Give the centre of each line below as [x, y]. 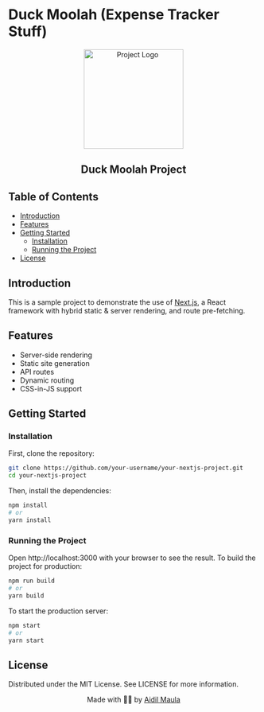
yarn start [26, 640]
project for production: [45, 566]
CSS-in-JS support [51, 388]
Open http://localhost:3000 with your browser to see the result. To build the [132, 558]
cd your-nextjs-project [48, 476]
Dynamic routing [47, 380]
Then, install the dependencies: [60, 491]
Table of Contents [54, 196]
